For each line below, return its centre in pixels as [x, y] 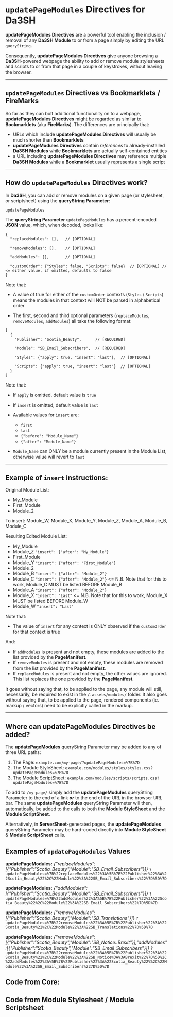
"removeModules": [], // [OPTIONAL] [53, 248]
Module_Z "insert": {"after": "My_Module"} [61, 552]
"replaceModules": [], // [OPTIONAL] [53, 239]
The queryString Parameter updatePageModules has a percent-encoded [81, 219]
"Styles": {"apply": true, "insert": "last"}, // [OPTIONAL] [83, 357]
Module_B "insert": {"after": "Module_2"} [60, 574]
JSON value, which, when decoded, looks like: [55, 225]
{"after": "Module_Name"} [48, 442]
